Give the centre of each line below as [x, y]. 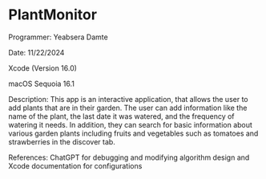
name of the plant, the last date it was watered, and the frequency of [121, 116]
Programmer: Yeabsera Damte [58, 37]
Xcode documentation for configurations [75, 165]
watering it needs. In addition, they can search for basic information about [130, 124]
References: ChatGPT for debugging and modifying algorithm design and [129, 157]
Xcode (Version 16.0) [43, 68]
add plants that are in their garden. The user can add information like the [128, 108]
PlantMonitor [53, 15]
